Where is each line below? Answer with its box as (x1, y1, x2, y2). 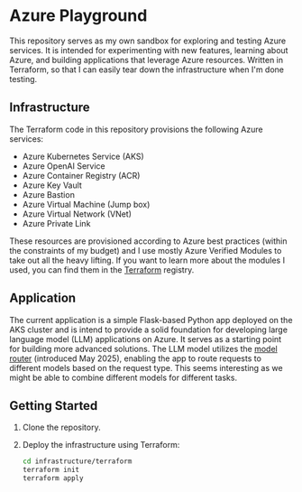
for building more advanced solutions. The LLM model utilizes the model (9, 343, 278, 354)
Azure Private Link (22, 218, 91, 228)
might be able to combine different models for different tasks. (9, 372, 237, 383)
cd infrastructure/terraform (22, 457, 133, 466)
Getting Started (9, 398, 98, 413)
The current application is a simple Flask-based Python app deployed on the (9, 314, 293, 325)
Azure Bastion (22, 189, 75, 200)
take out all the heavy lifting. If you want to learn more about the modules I (9, 255, 286, 265)
